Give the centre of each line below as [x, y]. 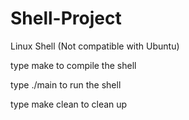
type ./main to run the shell [66, 84]
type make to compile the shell [73, 65]
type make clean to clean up [69, 104]
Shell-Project [66, 18]
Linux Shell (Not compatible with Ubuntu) [95, 46]
